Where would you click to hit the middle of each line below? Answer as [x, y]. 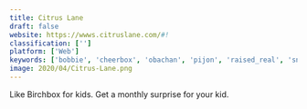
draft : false [34, 26]
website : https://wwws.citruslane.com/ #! [90, 35]
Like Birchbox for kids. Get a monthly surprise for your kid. [119, 94]
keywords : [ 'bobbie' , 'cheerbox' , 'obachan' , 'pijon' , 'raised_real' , [147, 60]
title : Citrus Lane [47, 18]
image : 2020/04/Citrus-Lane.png [71, 69]
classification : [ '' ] [51, 43]
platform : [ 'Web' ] [44, 52]
